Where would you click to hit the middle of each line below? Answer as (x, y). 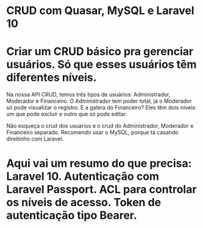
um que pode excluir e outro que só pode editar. (67, 114)
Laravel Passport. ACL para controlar (101, 189)
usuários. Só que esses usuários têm (101, 64)
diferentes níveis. (52, 78)
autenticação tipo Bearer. (72, 215)
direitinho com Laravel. (35, 139)
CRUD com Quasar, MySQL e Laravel (100, 11)
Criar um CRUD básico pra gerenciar (100, 52)
